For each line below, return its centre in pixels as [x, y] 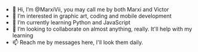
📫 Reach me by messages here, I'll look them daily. [77, 42]
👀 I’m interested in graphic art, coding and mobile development [92, 16]
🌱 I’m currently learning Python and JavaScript [71, 22]
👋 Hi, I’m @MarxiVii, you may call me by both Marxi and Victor [90, 9]
